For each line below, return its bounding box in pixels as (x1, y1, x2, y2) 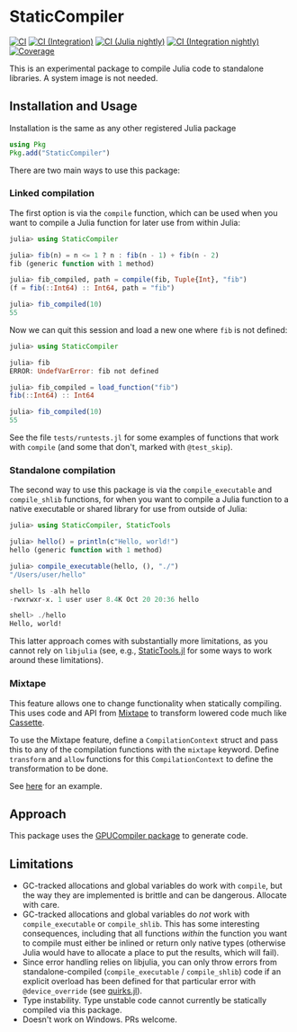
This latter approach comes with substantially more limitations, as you (9, 636, 268, 647)
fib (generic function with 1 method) (9, 259, 155, 268)
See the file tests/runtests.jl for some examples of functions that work (9, 432, 279, 443)
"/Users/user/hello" (9, 570, 87, 579)
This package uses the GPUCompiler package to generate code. (9, 830, 248, 841)
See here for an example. (9, 780, 103, 791)
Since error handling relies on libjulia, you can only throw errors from (22, 956, 277, 968)
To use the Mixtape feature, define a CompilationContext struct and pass (9, 734, 279, 745)
